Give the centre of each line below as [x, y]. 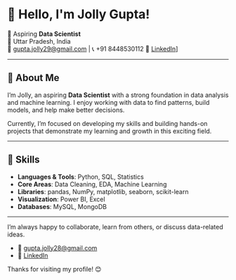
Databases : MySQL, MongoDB [62, 206]
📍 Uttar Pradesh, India [39, 41]
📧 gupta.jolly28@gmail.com [57, 248]
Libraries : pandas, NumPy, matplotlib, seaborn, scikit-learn [103, 191]
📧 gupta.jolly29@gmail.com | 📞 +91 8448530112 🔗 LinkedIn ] [93, 49]
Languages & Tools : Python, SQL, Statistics [80, 177]
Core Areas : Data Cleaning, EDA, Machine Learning [92, 184]
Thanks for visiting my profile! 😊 [54, 269]
